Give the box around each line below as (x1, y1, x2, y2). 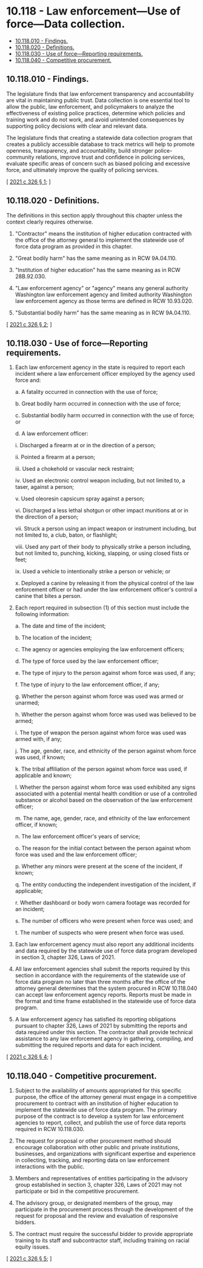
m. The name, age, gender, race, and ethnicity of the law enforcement (15, 815, 190, 822)
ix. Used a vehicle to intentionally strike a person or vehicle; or (15, 568, 171, 575)
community (6, 153, 35, 161)
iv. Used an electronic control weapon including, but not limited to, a (15, 477, 185, 484)
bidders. (15, 1219, 36, 1226)
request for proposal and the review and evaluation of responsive (15, 1212, 179, 1220)
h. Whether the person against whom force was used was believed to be (15, 711, 196, 719)
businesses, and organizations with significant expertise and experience (15, 1150, 196, 1158)
